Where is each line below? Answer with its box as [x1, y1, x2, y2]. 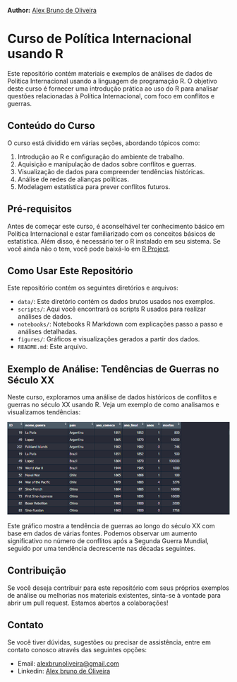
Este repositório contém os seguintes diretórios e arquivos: [7, 283, 178, 292]
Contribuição [7, 564, 67, 576]
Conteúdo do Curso [7, 120, 95, 132]
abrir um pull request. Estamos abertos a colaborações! [7, 598, 169, 607]
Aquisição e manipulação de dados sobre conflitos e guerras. [17, 159, 196, 169]
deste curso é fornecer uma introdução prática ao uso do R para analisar [7, 84, 219, 93]
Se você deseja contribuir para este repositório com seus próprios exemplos [7, 584, 229, 592]
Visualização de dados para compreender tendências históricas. [17, 167, 205, 176]
